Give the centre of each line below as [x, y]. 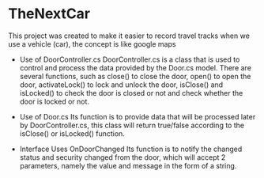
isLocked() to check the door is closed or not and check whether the [131, 93]
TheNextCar [49, 14]
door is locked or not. [54, 101]
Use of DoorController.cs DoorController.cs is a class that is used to [130, 59]
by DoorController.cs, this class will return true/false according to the [132, 125]
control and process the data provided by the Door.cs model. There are [135, 67]
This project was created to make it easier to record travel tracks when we [129, 36]
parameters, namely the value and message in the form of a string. [128, 165]
